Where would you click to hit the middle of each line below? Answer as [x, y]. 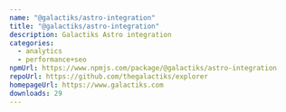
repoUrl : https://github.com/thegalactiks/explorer [109, 77]
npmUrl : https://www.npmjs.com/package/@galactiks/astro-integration [143, 69]
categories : [32, 43]
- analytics [40, 51]
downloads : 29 [36, 93]
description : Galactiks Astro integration [91, 34]
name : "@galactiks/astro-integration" [82, 18]
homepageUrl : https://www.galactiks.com [87, 85]
